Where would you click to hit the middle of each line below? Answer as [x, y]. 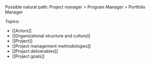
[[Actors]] [22, 31]
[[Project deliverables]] [35, 51]
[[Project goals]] [28, 56]
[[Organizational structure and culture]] [51, 36]
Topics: [12, 21]
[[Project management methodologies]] [51, 46]
